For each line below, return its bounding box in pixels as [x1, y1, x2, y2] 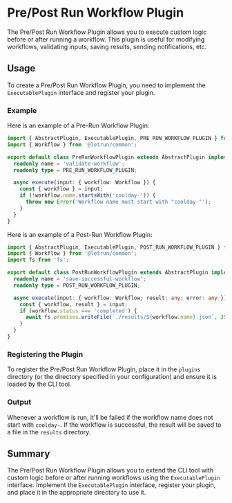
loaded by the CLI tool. [7, 380, 72, 389]
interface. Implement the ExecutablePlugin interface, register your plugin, [7, 481, 216, 489]
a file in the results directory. [7, 427, 91, 436]
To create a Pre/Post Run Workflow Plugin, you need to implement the [7, 81, 206, 89]
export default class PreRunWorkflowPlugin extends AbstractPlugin [7, 154, 206, 161]
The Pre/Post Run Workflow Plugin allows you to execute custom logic [7, 28, 207, 36]
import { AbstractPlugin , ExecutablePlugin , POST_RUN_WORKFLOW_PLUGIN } [7, 244, 221, 251]
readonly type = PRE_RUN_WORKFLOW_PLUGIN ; [13, 166, 137, 174]
